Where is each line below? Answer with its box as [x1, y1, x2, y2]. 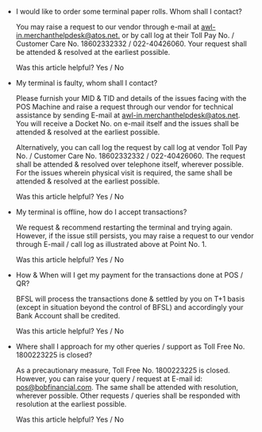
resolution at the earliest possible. [15, 399, 127, 408]
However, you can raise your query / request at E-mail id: [15, 374, 202, 384]
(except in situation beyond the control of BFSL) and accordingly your [15, 303, 244, 312]
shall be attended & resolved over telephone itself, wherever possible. [15, 160, 245, 169]
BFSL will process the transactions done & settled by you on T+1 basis [15, 294, 245, 303]
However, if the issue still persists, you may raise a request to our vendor [15, 231, 254, 241]
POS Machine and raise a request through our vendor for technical [15, 102, 234, 111]
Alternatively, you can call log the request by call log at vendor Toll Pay [15, 143, 248, 152]
